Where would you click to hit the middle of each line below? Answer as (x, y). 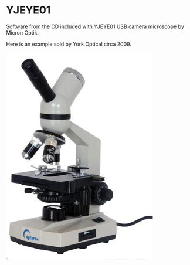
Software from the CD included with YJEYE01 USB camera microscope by (95, 26)
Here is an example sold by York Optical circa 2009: (69, 44)
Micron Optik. (23, 32)
